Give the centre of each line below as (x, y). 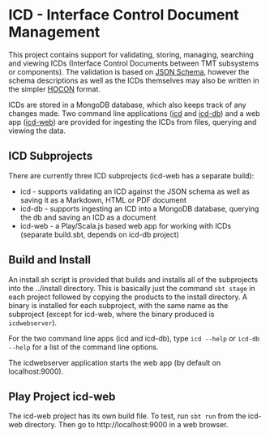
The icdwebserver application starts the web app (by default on (115, 362)
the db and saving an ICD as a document (88, 217)
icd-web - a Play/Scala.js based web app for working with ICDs (126, 225)
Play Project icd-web (62, 396)
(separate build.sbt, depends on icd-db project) (100, 234)
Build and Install (50, 260)
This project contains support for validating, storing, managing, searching (131, 54)
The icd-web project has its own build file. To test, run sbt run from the (127, 416)
